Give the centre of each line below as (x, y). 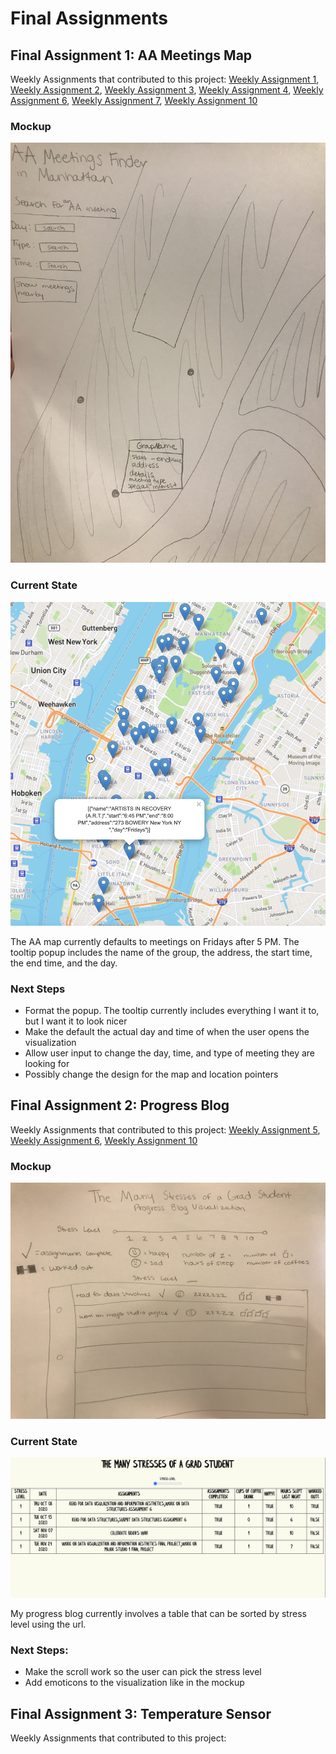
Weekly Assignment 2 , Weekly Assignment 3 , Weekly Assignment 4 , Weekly (167, 90)
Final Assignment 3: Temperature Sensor (141, 1713)
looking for (47, 1064)
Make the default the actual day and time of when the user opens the (167, 1032)
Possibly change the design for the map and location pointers (151, 1074)
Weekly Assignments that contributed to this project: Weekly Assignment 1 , (165, 79)
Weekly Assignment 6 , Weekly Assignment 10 (104, 1140)
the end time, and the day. (64, 963)
